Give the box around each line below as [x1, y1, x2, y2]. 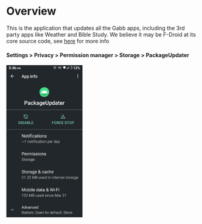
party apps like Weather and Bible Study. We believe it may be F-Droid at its [6, 30, 197, 38]
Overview [6, 4, 57, 18]
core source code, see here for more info [6, 37, 110, 44]
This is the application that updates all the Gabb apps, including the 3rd [6, 24, 186, 32]
